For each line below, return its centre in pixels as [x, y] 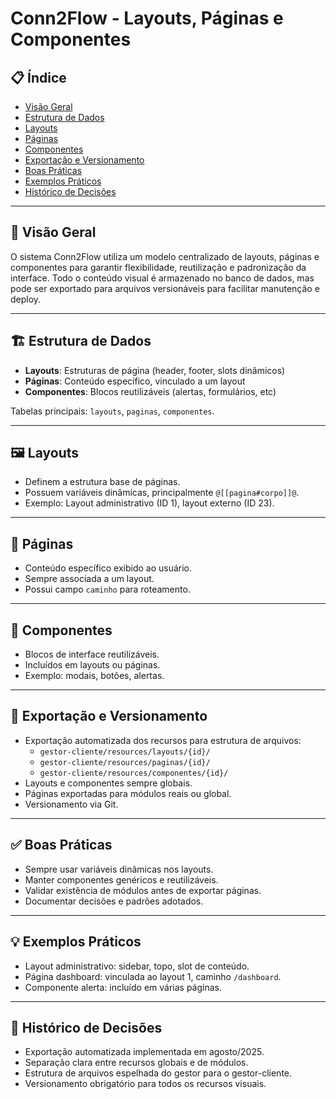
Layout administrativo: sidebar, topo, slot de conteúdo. [137, 966]
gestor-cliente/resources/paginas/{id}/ [125, 762]
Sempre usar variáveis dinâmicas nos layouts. [119, 869]
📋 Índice [38, 77]
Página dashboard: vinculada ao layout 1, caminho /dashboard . [153, 976]
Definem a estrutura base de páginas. [102, 482]
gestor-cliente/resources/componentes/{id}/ [134, 773]
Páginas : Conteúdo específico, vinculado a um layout [135, 381]
